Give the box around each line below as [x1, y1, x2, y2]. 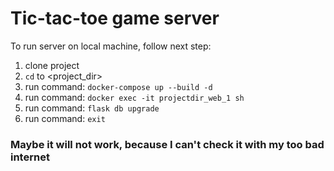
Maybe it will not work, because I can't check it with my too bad [10, 137, 325, 151]
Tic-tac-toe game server [10, 7, 220, 30]
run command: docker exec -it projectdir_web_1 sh [24, 91, 245, 103]
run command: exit [24, 112, 106, 124]
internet [10, 150, 50, 164]
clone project [24, 59, 80, 71]
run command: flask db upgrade [24, 102, 160, 114]
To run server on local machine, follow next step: [10, 40, 212, 52]
